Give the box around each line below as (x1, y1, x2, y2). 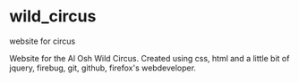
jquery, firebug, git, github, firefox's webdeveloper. (9, 62, 197, 73)
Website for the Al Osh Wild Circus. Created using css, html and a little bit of (9, 53, 290, 63)
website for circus (9, 36, 76, 46)
